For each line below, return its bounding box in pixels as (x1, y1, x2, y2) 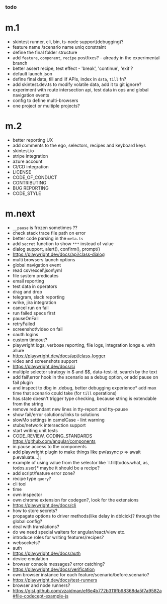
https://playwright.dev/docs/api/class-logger (12, 353, 106, 359)
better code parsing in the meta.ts (12, 235, 84, 241)
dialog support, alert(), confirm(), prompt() (12, 246, 101, 252)
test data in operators (12, 283, 57, 289)
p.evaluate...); (12, 454, 41, 460)
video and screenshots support (12, 358, 77, 364)
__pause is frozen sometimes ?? (12, 225, 78, 231)
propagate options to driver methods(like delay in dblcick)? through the (12, 513, 160, 519)
